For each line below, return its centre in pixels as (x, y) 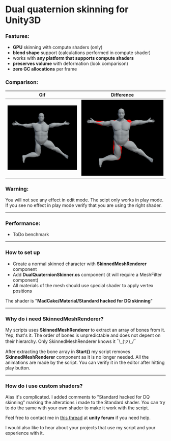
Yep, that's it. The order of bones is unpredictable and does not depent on (83, 335)
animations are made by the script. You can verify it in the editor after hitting (85, 362)
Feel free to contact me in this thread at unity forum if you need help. (78, 418)
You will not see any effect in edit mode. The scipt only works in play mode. (84, 200)
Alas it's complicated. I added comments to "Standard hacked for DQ (78, 397)
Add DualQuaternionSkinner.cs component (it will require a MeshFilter (87, 274)
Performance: (23, 223)
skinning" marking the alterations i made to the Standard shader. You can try (85, 403)
